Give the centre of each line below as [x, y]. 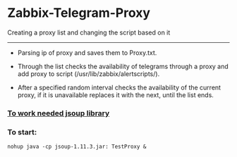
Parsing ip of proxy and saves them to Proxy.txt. [87, 52]
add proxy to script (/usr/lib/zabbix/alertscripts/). [89, 74]
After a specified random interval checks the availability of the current [119, 87]
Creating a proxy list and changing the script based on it [89, 32]
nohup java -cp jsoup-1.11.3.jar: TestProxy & [77, 147]
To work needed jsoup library [59, 113]
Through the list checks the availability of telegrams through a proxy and [123, 66]
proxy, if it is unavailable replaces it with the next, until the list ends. [115, 95]
